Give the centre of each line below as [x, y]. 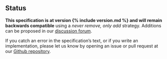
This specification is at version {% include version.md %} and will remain [84, 20]
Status [16, 8]
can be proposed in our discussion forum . [49, 31]
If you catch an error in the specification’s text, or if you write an [72, 40]
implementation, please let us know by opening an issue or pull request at [82, 46]
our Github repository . [28, 51]
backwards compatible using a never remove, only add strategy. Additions [83, 25]
